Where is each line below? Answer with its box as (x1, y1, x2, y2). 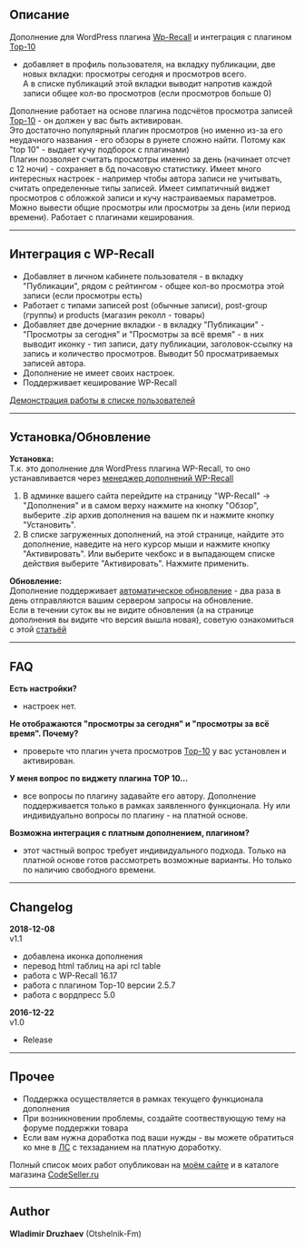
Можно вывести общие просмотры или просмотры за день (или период (9, 202, 290, 213)
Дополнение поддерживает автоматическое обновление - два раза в (9, 586, 281, 597)
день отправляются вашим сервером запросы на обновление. (9, 595, 254, 606)
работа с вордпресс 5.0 (22, 990, 116, 1001)
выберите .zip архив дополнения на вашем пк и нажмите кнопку (22, 509, 275, 521)
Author (9, 1204, 50, 1220)
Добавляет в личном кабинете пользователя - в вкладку (22, 270, 244, 281)
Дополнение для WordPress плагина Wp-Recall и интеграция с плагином (9, 31, 292, 42)
